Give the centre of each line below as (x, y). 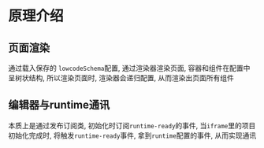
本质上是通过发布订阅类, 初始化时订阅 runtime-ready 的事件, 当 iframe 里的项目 (132, 125)
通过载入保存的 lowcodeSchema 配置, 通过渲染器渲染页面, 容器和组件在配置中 (129, 68)
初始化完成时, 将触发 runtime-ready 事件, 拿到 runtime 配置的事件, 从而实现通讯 (132, 135)
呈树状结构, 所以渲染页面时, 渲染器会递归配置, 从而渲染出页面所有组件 (121, 78)
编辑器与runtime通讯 (59, 105)
